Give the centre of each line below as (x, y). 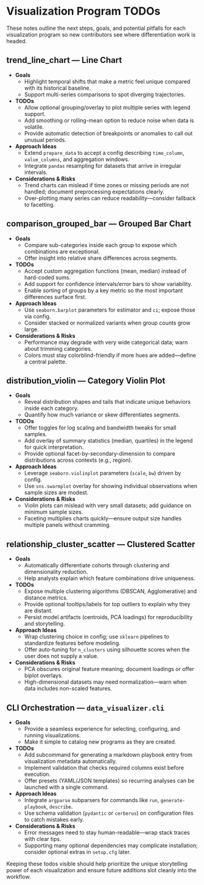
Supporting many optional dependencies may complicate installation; (111, 845)
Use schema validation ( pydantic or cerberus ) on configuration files (109, 813)
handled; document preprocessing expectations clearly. (94, 192)
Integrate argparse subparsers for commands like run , (92, 800)
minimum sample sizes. (54, 512)
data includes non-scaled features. (68, 689)
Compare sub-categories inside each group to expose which (100, 245)
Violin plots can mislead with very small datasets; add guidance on (108, 506)
